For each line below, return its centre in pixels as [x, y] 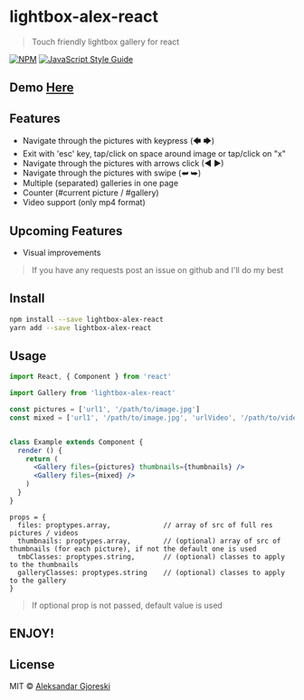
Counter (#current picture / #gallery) [91, 193]
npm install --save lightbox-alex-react [87, 319]
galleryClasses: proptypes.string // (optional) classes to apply [151, 572]
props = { [28, 517]
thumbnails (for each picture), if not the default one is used [133, 549]
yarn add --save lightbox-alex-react [81, 327]
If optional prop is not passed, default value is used [127, 605]
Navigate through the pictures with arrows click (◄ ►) [123, 164]
